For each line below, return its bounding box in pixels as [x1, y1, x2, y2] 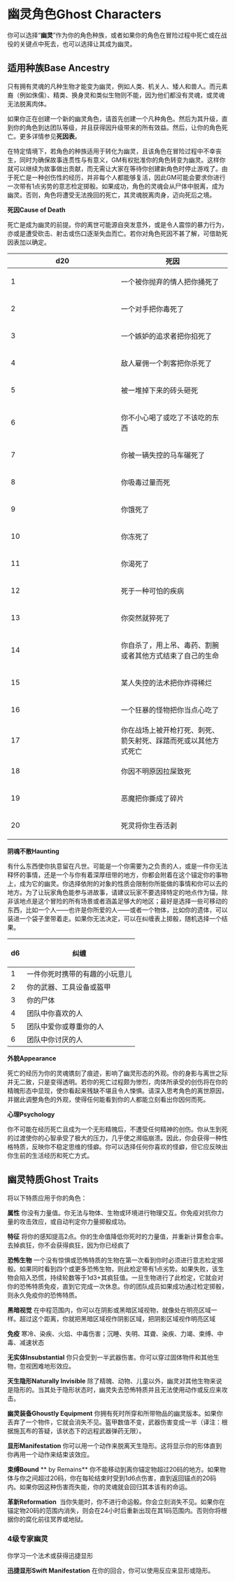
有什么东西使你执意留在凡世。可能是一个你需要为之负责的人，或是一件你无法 [7, 862, 228, 870]
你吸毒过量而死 [121, 477, 171, 487]
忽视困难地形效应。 [19, 1362, 75, 1370]
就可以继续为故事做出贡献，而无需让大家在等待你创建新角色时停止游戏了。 [7, 164, 222, 172]
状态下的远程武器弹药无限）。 [62, 1426, 145, 1435]
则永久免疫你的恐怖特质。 [7, 1290, 81, 1299]
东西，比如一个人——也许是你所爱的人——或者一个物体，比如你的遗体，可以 [7, 905, 228, 914]
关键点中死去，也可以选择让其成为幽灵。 [19, 39, 136, 48]
